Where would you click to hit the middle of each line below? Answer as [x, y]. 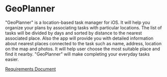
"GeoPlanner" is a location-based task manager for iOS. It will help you [78, 22]
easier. [12, 59]
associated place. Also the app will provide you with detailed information [79, 38]
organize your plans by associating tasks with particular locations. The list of [83, 27]
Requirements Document [31, 69]
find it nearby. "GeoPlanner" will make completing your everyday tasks [78, 54]
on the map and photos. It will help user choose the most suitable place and [83, 49]
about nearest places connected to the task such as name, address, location [83, 43]
